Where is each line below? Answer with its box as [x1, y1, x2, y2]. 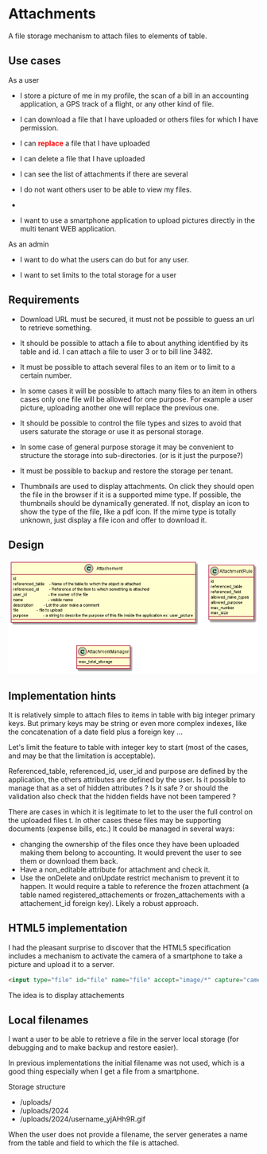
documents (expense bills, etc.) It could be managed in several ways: [8, 824, 235, 833]
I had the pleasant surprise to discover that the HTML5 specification [8, 942, 231, 952]
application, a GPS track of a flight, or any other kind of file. [19, 99, 215, 108]
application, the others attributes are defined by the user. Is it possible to [8, 775, 246, 784]
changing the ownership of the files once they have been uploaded [19, 839, 240, 849]
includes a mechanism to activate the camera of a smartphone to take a [8, 951, 243, 961]
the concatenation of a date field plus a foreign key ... [8, 727, 183, 736]
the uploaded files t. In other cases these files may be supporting [8, 815, 222, 825]
